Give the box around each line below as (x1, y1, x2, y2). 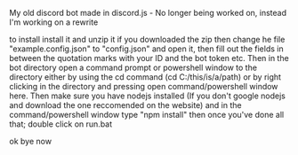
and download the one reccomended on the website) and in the (9, 100, 242, 110)
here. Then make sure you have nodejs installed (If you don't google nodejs (9, 90, 286, 101)
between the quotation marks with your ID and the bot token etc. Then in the (9, 53, 289, 63)
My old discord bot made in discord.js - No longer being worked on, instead (9, 8, 287, 18)
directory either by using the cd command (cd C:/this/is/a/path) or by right (9, 72, 282, 82)
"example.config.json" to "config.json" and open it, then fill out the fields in (9, 43, 284, 54)
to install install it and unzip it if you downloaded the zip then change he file (9, 35, 286, 44)
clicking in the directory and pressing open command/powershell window (9, 81, 278, 91)
